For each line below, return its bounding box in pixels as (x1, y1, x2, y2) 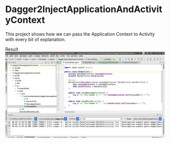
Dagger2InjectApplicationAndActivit (5, 4, 162, 15)
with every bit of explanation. (5, 36, 66, 42)
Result (5, 46, 19, 52)
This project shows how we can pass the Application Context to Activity (5, 31, 155, 37)
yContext (5, 14, 46, 26)
